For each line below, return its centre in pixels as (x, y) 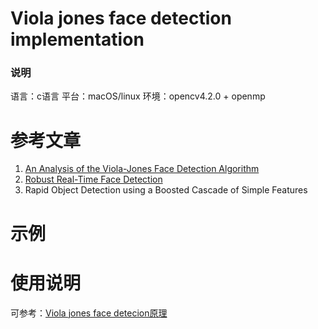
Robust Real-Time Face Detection (93, 179)
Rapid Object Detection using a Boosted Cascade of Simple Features (166, 190)
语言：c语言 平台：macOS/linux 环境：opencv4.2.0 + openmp (138, 96)
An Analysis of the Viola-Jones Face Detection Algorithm (142, 169)
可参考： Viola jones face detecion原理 (89, 313)
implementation (77, 39)
